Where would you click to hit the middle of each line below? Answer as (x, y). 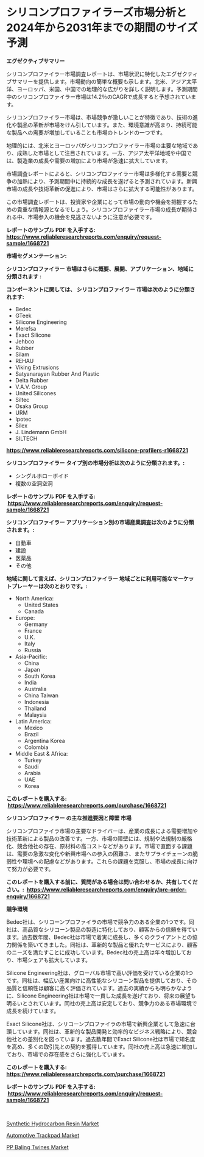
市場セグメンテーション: (37, 256)
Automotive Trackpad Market (43, 1135)
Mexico (33, 728)
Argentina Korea (44, 740)
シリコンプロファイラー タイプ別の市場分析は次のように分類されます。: (96, 463)
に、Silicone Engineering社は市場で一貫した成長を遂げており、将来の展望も (101, 996)
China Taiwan (41, 695)
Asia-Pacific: (31, 656)
